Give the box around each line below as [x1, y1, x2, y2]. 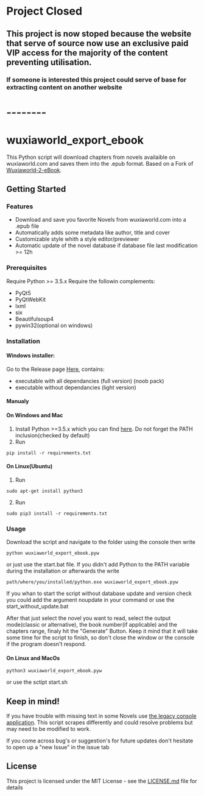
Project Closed [6, 4, 83, 18]
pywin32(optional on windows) [15, 322, 93, 329]
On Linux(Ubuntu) [6, 463, 53, 470]
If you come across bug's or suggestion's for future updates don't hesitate [6, 737, 194, 744]
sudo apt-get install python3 [6, 488, 83, 494]
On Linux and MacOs [6, 654, 60, 661]
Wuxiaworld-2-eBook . [6, 166, 62, 174]
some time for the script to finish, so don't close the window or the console [6, 634, 195, 641]
